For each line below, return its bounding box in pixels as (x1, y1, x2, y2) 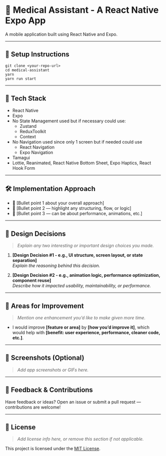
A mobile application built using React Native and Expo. (5, 31, 118, 37)
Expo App (5, 15, 46, 26)
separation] (12, 258, 37, 264)
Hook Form (12, 165, 36, 171)
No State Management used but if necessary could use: (12, 118, 126, 124)
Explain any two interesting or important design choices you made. (17, 243, 154, 249)
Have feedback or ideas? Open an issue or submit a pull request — (5, 399, 141, 405)
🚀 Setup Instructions (5, 50, 70, 59)
